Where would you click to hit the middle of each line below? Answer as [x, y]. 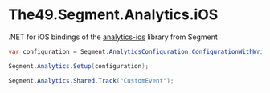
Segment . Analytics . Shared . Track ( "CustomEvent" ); [91, 81]
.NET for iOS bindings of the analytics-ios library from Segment [113, 37]
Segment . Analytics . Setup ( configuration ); [79, 66]
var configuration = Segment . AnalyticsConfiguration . [100, 51]
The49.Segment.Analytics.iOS [113, 15]
